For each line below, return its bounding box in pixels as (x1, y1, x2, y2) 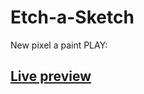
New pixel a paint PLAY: (10, 39, 108, 51)
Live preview (10, 68, 92, 85)
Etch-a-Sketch (10, 6, 135, 29)
